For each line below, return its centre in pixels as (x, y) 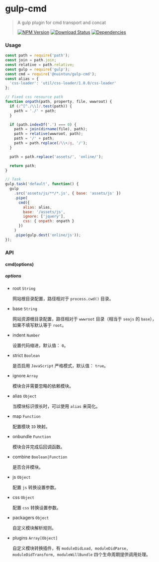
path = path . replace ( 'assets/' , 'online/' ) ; (56, 157)
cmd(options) (19, 265)
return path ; (23, 166)
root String (24, 288)
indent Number (26, 335)
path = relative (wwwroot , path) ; (49, 134)
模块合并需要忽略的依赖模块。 (43, 386)
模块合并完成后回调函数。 (39, 447)
